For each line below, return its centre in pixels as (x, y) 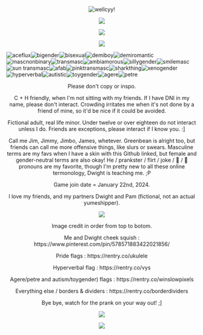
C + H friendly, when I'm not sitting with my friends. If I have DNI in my (102, 98)
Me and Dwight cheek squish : (102, 237)
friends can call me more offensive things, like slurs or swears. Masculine (102, 147)
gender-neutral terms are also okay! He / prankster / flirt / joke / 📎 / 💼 (102, 160)
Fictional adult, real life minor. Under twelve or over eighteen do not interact (102, 122)
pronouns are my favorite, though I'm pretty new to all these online (102, 166)
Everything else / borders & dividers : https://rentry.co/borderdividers (102, 291)
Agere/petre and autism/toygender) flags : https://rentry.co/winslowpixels (102, 279)
